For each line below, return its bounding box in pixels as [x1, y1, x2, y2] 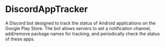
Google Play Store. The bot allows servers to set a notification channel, [5, 25, 151, 31]
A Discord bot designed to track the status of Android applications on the [5, 20, 156, 26]
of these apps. [5, 36, 35, 42]
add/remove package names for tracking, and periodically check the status [5, 30, 160, 36]
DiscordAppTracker [5, 3, 88, 15]
